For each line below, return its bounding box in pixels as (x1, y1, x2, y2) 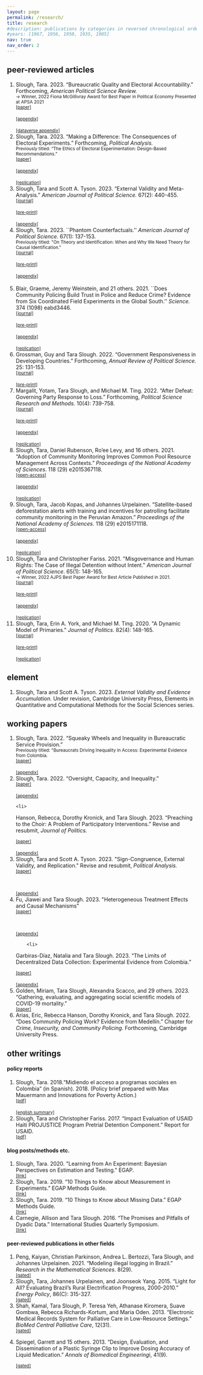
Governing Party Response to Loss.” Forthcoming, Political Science (15, 393, 183, 400)
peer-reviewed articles (7, 65, 95, 75)
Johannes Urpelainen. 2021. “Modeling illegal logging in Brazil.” (15, 1260, 173, 1267)
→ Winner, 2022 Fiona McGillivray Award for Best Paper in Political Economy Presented (15, 93, 196, 100)
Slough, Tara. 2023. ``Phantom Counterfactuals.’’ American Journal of (15, 226, 189, 233)
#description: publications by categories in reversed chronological (7, 25, 186, 32)
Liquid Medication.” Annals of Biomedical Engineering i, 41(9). (15, 1351, 168, 1359)
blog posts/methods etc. (7, 1146, 70, 1154)
